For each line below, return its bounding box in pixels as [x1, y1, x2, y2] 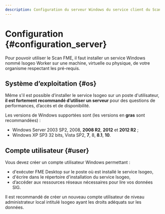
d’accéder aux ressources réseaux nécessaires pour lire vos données [12, 179, 153, 185]
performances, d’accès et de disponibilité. [5, 103, 90, 109]
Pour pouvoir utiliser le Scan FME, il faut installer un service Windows [5, 55, 146, 61]
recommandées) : [5, 118, 41, 123]
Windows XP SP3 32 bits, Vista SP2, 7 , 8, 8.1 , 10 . [12, 132, 111, 138]
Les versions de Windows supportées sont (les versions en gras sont [5, 112, 145, 118]
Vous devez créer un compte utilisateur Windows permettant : [5, 160, 131, 166]
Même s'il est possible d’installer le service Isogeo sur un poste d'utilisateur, [5, 93, 160, 98]
